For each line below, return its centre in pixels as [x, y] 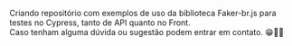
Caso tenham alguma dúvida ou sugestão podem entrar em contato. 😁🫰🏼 [147, 32]
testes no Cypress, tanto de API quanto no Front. [100, 23]
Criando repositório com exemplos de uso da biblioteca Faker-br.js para [143, 13]
